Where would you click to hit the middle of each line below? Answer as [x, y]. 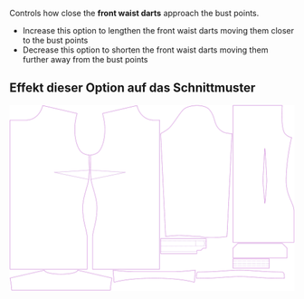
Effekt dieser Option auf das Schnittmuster [133, 88]
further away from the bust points [85, 59]
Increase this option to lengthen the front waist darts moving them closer [158, 30]
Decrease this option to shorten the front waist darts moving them [145, 50]
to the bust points [55, 40]
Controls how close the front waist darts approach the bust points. [134, 13]
